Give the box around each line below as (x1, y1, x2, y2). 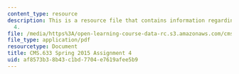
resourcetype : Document (7, 43, 78, 50)
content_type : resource (7, 10, 78, 18)
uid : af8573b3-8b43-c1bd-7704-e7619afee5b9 (7, 56, 139, 63)
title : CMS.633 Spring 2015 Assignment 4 (7, 50, 132, 57)
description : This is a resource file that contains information (7, 17, 205, 24)
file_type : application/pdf (7, 37, 91, 44)
